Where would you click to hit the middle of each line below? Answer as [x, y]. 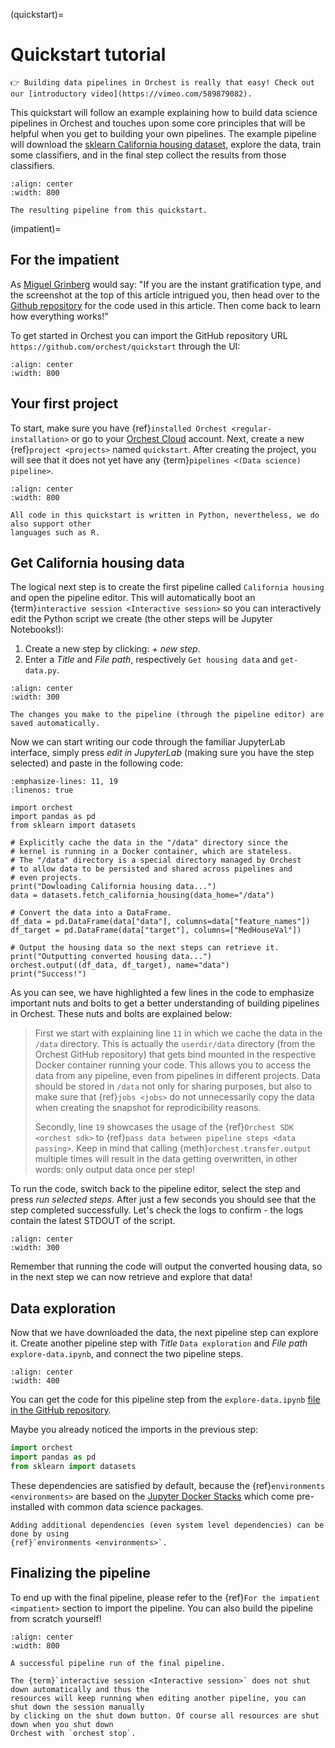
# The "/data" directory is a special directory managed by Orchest [156, 860]
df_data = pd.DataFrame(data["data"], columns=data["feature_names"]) [160, 922]
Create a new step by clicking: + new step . [112, 649]
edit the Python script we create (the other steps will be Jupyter [141, 619]
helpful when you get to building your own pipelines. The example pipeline [163, 133]
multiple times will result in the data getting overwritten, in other [166, 1159]
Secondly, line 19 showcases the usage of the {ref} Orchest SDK [164, 1127]
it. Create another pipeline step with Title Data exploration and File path [159, 1343]
